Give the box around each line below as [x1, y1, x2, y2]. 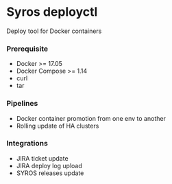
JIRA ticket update [16, 154, 69, 162]
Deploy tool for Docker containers [6, 27, 102, 35]
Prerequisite [6, 44, 49, 54]
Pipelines [6, 99, 38, 108]
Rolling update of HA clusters [16, 122, 99, 130]
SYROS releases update [16, 169, 84, 177]
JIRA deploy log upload [16, 161, 83, 170]
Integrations [6, 139, 49, 148]
